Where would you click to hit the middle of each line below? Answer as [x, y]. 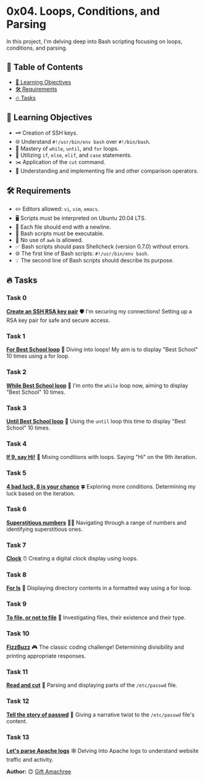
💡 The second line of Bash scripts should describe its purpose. [95, 261]
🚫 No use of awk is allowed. [49, 240]
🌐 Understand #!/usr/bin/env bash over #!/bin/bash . [83, 141]
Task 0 [17, 297]
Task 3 [17, 408]
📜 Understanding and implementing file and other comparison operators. [107, 171]
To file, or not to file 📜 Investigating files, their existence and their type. [96, 617]
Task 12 [18, 701]
